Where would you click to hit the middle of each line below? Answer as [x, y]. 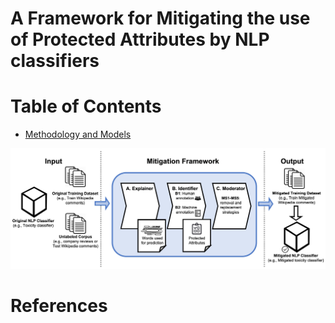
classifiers [55, 61]
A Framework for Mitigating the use [160, 18]
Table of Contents [86, 106]
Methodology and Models [78, 134]
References [59, 305]
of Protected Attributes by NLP [140, 39]
